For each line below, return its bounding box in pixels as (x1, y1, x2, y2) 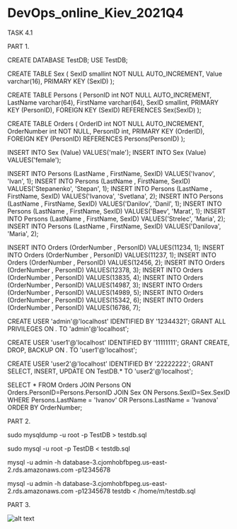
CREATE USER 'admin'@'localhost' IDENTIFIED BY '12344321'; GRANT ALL (7, 317, 226, 325)
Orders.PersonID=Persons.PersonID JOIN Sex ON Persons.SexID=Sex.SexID (7, 388, 231, 397)
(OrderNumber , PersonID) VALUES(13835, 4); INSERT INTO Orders (7, 273, 204, 281)
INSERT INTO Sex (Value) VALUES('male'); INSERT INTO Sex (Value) (7, 148, 207, 156)
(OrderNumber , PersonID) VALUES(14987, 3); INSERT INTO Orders (7, 281, 203, 289)
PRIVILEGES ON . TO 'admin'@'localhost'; (7, 324, 129, 333)
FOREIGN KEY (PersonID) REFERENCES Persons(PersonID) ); (7, 134, 185, 143)
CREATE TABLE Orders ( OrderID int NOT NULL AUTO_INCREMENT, (7, 119, 204, 128)
